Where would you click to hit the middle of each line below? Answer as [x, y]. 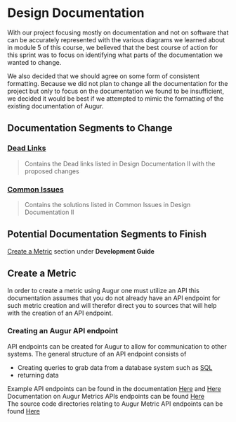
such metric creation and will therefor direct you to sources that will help [112, 305]
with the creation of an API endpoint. [60, 313]
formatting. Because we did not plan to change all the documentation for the [118, 83]
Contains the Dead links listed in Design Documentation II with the [120, 163]
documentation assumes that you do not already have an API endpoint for [114, 298]
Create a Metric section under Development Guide [81, 251]
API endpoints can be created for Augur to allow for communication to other [117, 346]
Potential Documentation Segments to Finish [107, 234]
